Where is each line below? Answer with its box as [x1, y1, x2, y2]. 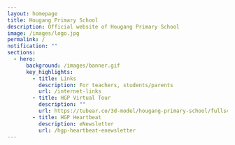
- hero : [13, 56, 36, 63]
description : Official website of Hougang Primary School [7, 23, 180, 30]
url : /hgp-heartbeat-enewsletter [38, 127, 136, 134]
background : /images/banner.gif [25, 62, 120, 69]
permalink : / [7, 36, 45, 43]
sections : [7, 49, 36, 56]
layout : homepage [7, 10, 58, 17]
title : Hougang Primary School [7, 17, 99, 24]
